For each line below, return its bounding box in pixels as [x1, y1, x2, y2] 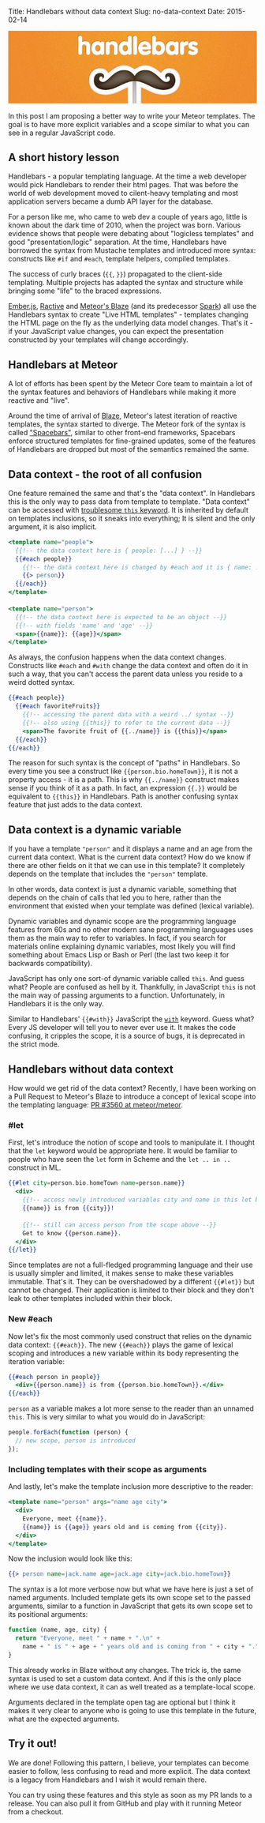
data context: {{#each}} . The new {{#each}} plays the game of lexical [8, 1340, 233, 1349]
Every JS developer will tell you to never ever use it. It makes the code [8, 1023, 237, 1032]
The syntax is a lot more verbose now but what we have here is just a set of [8, 1584, 254, 1594]
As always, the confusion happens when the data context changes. [8, 652, 227, 662]
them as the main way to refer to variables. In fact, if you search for [8, 934, 227, 943]
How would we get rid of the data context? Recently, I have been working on [8, 1084, 256, 1093]
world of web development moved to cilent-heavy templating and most [8, 189, 239, 198]
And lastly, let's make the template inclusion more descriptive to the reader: [8, 1482, 254, 1491]
